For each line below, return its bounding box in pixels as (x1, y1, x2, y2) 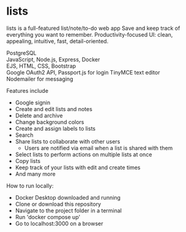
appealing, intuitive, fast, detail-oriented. (6, 37, 109, 45)
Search (15, 131, 34, 139)
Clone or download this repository (15, 200, 102, 208)
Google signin (15, 99, 51, 106)
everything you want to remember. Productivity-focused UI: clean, (6, 31, 173, 38)
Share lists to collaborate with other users (15, 137, 121, 145)
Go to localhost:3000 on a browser (15, 220, 103, 227)
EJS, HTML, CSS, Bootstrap (6, 62, 76, 70)
